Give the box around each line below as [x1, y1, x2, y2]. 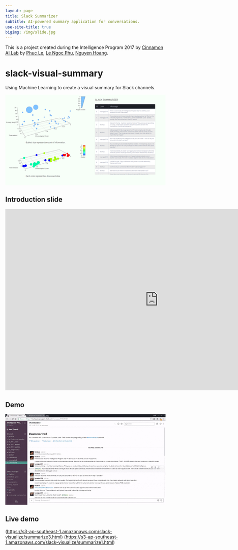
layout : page [5, 8, 33, 13]
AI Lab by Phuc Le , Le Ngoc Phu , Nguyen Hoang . [5, 50, 108, 56]
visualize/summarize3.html [5, 534, 62, 540]
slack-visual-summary [5, 68, 103, 79]
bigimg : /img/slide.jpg [5, 30, 56, 35]
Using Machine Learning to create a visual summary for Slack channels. [5, 85, 156, 91]
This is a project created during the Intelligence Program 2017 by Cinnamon [5, 44, 164, 51]
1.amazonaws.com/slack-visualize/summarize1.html [5, 539, 113, 545]
